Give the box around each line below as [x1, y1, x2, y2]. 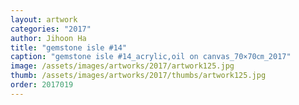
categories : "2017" [10, 24, 92, 34]
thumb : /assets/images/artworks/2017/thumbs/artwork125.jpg [10, 71, 267, 81]
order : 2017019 [10, 80, 74, 90]
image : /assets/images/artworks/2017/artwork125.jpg [10, 61, 235, 71]
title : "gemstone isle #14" [10, 42, 128, 53]
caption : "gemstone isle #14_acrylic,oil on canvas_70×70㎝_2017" [10, 52, 292, 62]
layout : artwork [10, 14, 78, 25]
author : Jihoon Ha [10, 33, 87, 43]
